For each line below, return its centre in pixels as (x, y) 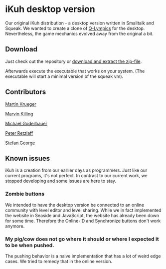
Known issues (28, 158)
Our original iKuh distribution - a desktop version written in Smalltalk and (80, 23)
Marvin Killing (19, 114)
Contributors (26, 92)
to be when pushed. (30, 245)
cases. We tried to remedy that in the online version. (59, 261)
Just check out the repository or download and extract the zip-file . (74, 61)
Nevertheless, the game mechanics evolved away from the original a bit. (79, 33)
